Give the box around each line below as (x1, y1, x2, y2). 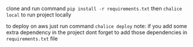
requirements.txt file (6, 35, 58, 42)
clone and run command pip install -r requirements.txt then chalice (6, 5, 182, 12)
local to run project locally (6, 11, 71, 18)
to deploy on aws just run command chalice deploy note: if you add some (6, 23, 187, 29)
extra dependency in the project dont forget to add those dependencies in (6, 29, 188, 36)
